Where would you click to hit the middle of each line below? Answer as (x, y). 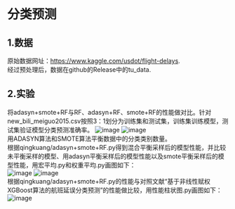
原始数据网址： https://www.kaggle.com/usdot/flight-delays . (94, 61)
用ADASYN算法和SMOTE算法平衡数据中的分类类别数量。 (89, 139)
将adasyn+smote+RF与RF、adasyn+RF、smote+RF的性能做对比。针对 (109, 112)
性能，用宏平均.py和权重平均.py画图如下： (74, 165)
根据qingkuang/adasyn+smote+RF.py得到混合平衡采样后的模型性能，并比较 (117, 147)
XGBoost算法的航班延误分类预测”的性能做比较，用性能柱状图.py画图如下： (115, 190)
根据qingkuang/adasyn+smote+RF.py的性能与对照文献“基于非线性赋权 (109, 181)
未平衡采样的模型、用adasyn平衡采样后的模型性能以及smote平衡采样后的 (113, 156)
